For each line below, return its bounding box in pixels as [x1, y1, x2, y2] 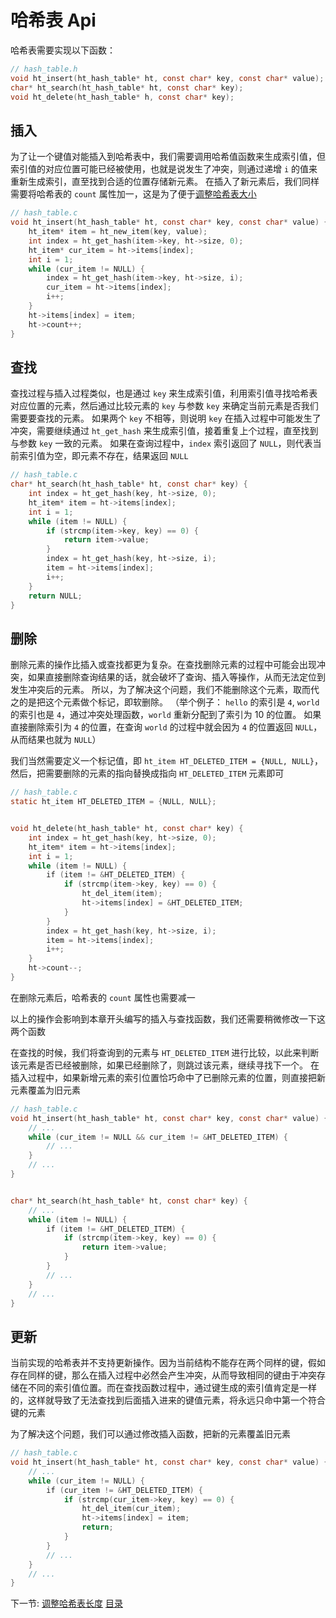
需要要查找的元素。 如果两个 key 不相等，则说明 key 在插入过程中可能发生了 [10, 412, 322, 425]
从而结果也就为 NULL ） [10, 734, 102, 746]
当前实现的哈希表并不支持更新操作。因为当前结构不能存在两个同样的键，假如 [10, 1357, 326, 1369]
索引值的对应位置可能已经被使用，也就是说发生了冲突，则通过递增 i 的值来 [10, 163, 318, 175]
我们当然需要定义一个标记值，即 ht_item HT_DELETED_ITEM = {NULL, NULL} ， [10, 755, 323, 767]
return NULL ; [28, 591, 83, 601]
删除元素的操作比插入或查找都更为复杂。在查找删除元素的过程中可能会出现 [10, 659, 317, 671]
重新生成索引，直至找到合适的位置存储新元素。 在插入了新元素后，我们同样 [10, 176, 320, 188]
